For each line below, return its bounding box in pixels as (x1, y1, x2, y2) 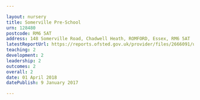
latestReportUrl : (6, 41, 49, 47)
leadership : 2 (6, 57, 42, 64)
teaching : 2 (6, 47, 36, 53)
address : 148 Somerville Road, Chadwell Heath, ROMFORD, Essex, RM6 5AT (6, 36, 190, 42)
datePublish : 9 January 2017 (6, 80, 79, 86)
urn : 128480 (6, 25, 36, 31)
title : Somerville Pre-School (6, 19, 82, 25)
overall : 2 (6, 69, 33, 75)
